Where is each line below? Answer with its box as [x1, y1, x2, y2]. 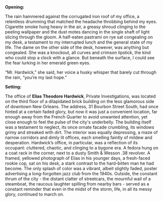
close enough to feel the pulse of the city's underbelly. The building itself [5, 119, 152, 125]
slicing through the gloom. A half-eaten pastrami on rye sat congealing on [5, 34, 153, 40]
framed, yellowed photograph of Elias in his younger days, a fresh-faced [5, 155, 150, 161]
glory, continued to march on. [5, 191, 64, 197]
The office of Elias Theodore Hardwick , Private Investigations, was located [5, 93, 156, 99]
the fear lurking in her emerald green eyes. [5, 60, 91, 66]
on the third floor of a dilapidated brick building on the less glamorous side [5, 99, 155, 104]
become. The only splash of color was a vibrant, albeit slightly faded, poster [5, 166, 157, 171]
